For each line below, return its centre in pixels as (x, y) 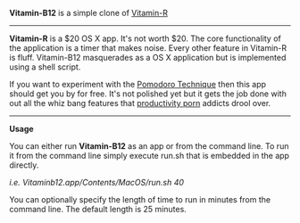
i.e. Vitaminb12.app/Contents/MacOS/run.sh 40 (97, 182)
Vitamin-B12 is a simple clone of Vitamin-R (88, 13)
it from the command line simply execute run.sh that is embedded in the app (150, 156)
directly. (24, 165)
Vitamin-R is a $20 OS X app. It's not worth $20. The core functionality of (145, 38)
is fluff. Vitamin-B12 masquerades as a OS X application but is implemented (148, 58)
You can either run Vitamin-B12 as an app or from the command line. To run (149, 146)
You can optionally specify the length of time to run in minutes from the (140, 199)
